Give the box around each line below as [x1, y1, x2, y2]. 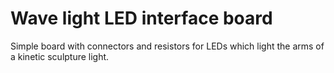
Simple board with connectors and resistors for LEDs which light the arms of [10, 40, 325, 52]
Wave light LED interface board [10, 7, 273, 30]
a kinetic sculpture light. [10, 50, 110, 62]
